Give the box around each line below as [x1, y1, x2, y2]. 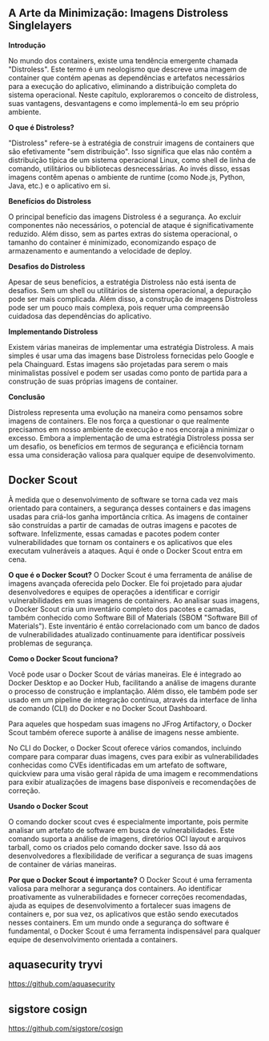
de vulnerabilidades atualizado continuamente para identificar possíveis [8, 629, 246, 639]
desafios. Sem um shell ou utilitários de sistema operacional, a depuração [8, 285, 252, 295]
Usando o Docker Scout [8, 801, 89, 811]
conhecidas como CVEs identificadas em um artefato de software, [8, 760, 227, 770]
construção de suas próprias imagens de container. [8, 376, 179, 386]
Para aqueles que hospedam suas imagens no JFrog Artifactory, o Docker [8, 718, 252, 729]
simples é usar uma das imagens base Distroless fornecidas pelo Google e [8, 351, 255, 360]
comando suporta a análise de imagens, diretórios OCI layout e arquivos [8, 834, 247, 844]
